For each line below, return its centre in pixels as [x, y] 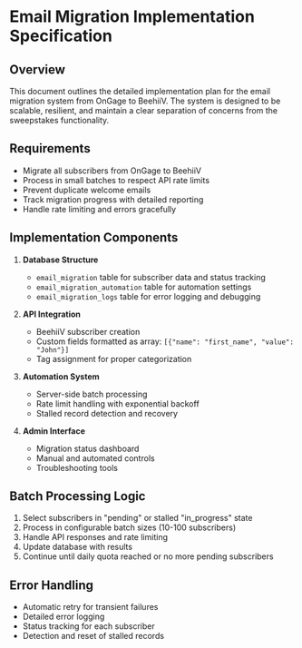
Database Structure [60, 260]
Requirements [50, 148]
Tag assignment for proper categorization [114, 358]
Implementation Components [94, 238]
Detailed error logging [63, 617]
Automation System [61, 376]
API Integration [52, 314]
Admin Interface [54, 431]
